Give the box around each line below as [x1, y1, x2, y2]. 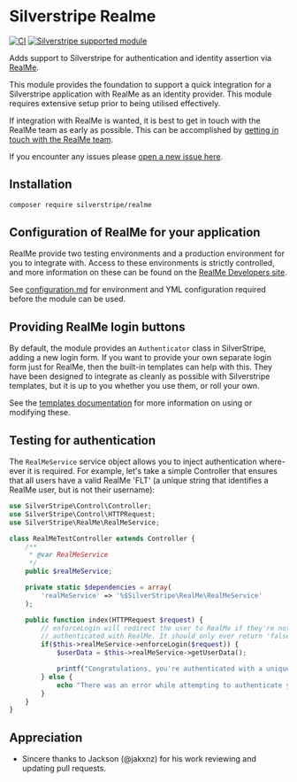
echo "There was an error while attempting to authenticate [56, 680, 283, 690]
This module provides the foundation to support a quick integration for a [9, 79, 272, 89]
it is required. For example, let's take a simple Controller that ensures [27, 466, 278, 476]
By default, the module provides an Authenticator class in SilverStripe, [9, 343, 267, 353]
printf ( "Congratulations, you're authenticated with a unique [56, 664, 291, 674]
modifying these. [9, 407, 71, 418]
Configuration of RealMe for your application [9, 225, 261, 240]
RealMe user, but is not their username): [9, 484, 156, 495]
